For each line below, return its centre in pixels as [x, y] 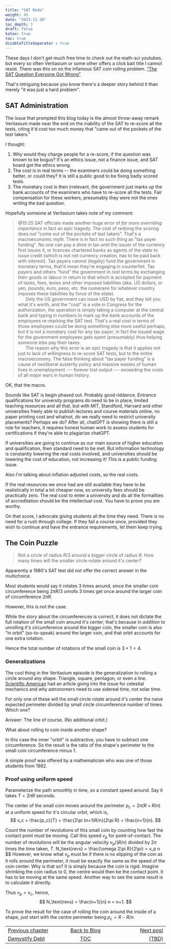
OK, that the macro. [26, 385]
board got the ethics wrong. [42, 165]
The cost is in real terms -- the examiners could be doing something [84, 170]
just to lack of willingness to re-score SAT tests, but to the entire [85, 353]
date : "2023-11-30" [26, 19]
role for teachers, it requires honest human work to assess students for [80, 427]
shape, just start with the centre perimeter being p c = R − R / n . [70, 918]
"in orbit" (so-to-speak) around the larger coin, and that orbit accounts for [83, 633]
